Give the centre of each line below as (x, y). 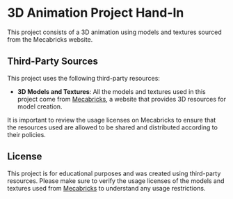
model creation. (40, 106)
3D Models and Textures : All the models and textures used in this (112, 91)
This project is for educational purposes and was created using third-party (114, 173)
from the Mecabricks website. (50, 39)
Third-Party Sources (53, 62)
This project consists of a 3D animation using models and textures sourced (114, 32)
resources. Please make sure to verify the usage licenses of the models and (116, 181)
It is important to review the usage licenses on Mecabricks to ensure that (112, 120)
